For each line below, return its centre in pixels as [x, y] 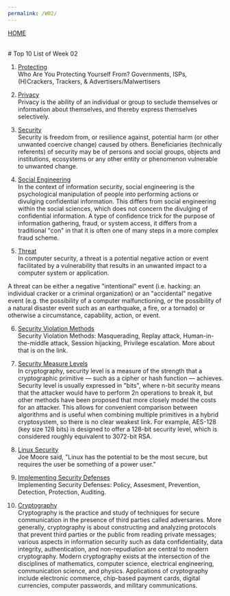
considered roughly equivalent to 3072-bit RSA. [85, 436]
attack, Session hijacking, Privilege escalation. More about [132, 343]
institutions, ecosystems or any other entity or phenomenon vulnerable [117, 159]
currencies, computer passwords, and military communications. [107, 585]
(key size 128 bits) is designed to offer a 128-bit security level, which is [117, 429]
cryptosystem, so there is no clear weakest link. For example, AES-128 [117, 421]
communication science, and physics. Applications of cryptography [113, 571]
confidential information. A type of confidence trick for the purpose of [116, 216]
